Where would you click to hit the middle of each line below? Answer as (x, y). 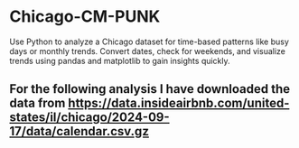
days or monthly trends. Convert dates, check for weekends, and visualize (148, 51)
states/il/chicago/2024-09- (89, 118)
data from (37, 103)
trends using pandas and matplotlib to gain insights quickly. (120, 60)
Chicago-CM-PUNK (85, 17)
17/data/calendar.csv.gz (79, 131)
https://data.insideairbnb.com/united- (178, 103)
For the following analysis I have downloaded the (150, 89)
